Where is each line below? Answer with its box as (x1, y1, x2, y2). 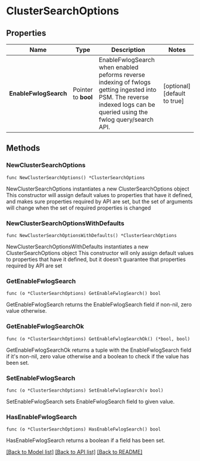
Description (111, 46, 145, 54)
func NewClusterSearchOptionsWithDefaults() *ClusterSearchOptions (6, 232, 177, 238)
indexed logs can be (98, 100, 156, 109)
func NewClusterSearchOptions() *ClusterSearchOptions (6, 174, 145, 180)
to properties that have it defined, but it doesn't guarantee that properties (6, 256, 186, 263)
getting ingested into (98, 85, 157, 94)
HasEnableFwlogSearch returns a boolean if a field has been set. (6, 437, 165, 444)
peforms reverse (98, 70, 145, 79)
